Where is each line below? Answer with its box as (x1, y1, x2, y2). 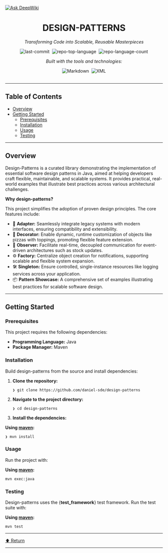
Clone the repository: (12, 378, 58, 384)
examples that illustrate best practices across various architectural (17, 181, 155, 187)
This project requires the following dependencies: (5, 329, 107, 335)
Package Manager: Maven (12, 344, 68, 350)
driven (12, 247, 26, 253)
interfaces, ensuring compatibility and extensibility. (12, 226, 118, 232)
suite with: (5, 505, 26, 511)
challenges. (5, 186, 29, 192)
